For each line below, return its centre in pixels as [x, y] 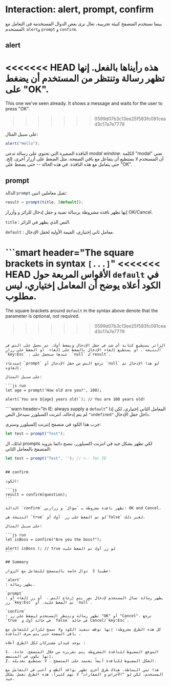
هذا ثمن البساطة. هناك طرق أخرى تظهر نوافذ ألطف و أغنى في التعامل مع [82, 670]
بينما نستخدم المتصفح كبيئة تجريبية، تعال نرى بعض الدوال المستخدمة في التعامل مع [84, 24]
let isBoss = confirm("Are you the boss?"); [54, 539]
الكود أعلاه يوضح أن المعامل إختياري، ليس [83, 285]
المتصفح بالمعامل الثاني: [28, 449]
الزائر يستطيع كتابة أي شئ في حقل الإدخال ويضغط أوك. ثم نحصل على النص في [86, 345]
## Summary [17, 562]
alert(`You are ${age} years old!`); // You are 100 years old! [75, 399]
